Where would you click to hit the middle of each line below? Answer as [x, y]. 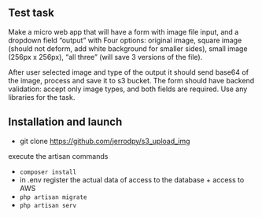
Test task [31, 13]
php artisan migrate [53, 197]
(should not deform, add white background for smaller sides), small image [128, 48]
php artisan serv [48, 205]
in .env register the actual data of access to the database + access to [132, 179]
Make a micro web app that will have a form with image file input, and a [124, 31]
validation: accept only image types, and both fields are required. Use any [128, 89]
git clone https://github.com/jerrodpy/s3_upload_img [105, 141]
